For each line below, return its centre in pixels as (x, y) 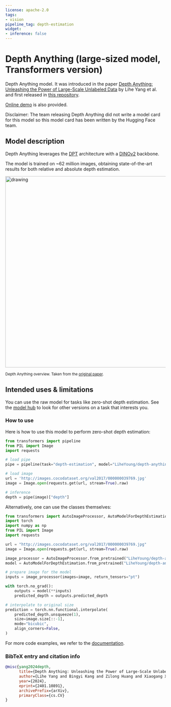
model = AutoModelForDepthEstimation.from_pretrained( (65, 563)
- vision (15, 19)
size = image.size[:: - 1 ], (40, 619)
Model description (35, 142)
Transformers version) (54, 70)
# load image (19, 474)
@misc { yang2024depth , (28, 667)
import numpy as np (26, 526)
